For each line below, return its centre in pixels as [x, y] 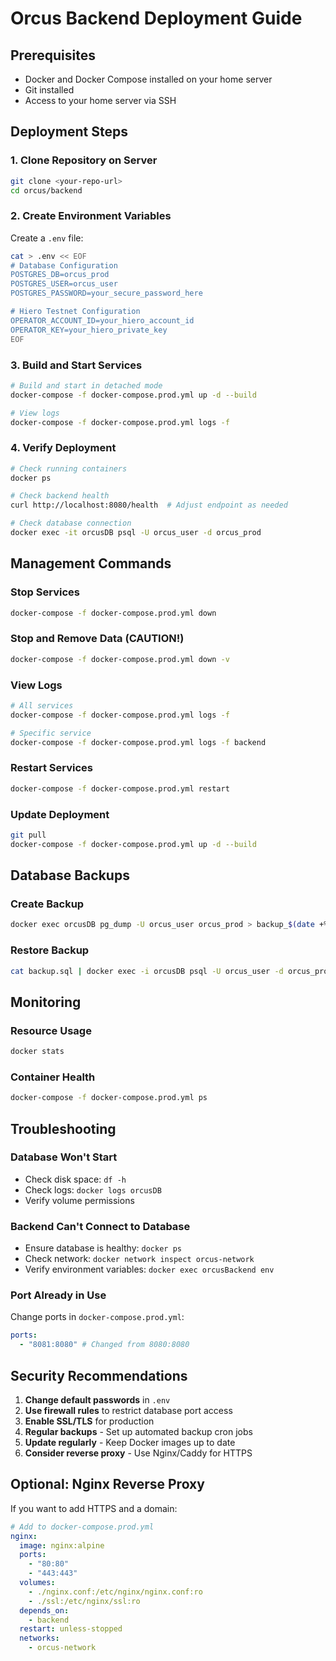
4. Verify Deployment [63, 448]
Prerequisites [53, 55]
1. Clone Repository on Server [84, 160]
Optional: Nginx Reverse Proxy [107, 1484]
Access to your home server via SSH [100, 100]
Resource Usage [51, 1030]
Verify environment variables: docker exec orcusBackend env [149, 1269]
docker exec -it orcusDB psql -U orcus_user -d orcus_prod [136, 533]
